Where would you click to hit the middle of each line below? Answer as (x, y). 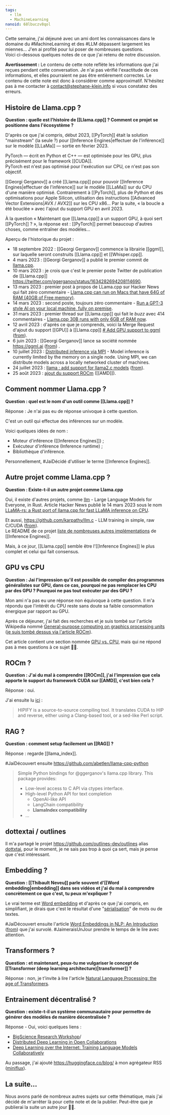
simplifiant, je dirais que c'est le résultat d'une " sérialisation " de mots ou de (84, 909)
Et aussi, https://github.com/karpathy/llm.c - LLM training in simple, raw (80, 520)
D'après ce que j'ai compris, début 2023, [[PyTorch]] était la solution (77, 135)
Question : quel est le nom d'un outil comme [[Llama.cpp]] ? (69, 401)
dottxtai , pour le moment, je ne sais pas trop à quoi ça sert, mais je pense (82, 849)
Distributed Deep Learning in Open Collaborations (65, 1042)
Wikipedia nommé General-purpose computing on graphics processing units (85, 626)
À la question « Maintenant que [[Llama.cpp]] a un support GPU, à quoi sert (84, 218)
